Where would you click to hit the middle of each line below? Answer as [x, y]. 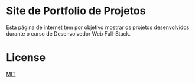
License [26, 58]
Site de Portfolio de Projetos [76, 11]
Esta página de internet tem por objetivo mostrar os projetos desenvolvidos [98, 27]
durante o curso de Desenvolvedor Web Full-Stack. [69, 33]
